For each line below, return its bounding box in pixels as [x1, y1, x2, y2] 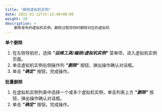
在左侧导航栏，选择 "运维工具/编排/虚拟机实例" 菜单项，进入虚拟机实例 [12, 50, 157, 56]
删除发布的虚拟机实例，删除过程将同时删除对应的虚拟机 [14, 26, 110, 30]
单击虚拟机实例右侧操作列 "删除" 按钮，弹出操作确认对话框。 [12, 62, 137, 68]
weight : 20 [5, 16, 28, 21]
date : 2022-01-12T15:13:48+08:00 [5, 12, 74, 17]
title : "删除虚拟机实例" [5, 7, 51, 12]
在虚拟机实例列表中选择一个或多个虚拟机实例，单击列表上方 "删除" [12, 89, 149, 95]
